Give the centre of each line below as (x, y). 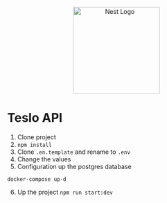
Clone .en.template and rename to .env (73, 152)
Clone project (37, 137)
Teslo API (35, 118)
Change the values (44, 159)
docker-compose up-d (37, 179)
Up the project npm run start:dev (65, 192)
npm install (34, 145)
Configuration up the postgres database (74, 166)
